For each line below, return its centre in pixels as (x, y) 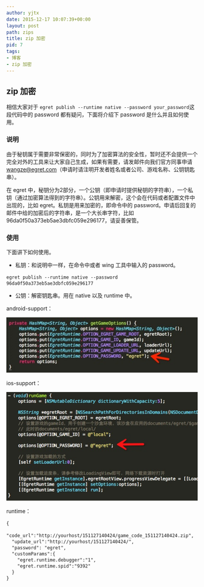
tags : (13, 52)
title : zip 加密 (26, 39)
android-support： (29, 308)
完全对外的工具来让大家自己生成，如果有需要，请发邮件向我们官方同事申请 (99, 162)
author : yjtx (23, 13)
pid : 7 (15, 45)
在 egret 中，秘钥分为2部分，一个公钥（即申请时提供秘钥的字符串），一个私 (100, 190)
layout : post (23, 26)
